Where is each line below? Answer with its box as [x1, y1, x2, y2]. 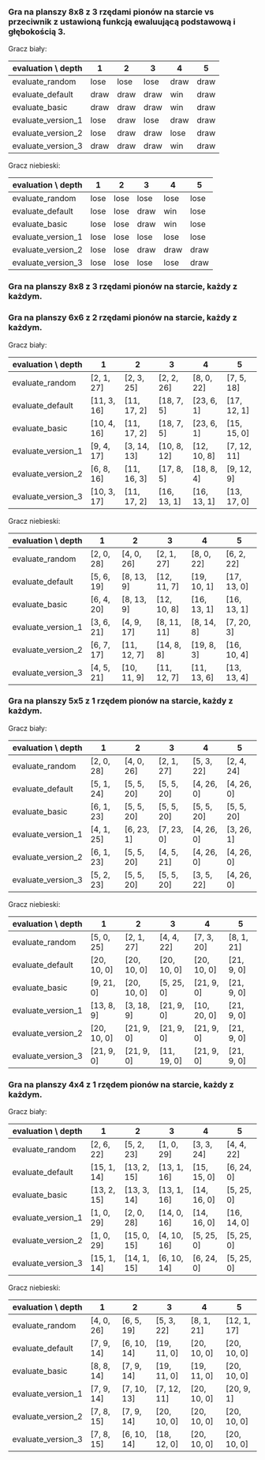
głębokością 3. [8, 26, 66, 37]
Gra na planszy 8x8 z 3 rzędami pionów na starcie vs [8, 6, 215, 17]
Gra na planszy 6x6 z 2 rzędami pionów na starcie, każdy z [8, 312, 238, 323]
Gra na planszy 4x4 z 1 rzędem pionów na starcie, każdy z [8, 1079, 234, 1090]
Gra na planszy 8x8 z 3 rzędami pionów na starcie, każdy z [8, 281, 238, 292]
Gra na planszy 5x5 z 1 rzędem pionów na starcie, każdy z [8, 696, 233, 707]
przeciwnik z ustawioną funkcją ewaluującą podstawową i [8, 16, 236, 27]
